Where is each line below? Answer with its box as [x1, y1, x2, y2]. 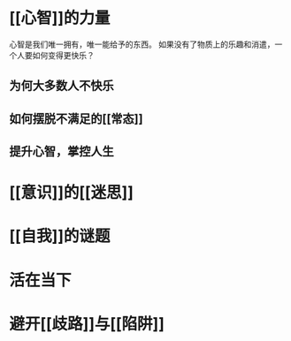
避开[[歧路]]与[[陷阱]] [9, 314, 165, 334]
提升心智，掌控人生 [9, 144, 114, 159]
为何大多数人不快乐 [9, 79, 114, 94]
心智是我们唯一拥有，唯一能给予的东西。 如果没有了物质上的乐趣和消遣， [9, 39, 275, 49]
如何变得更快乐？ [32, 49, 95, 60]
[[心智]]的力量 [9, 8, 111, 28]
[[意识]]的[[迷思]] [9, 183, 134, 203]
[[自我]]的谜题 [9, 226, 111, 246]
